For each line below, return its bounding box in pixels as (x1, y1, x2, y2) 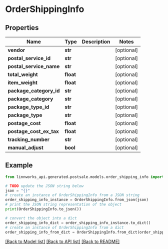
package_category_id (7, 87, 60, 94)
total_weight (7, 71, 38, 78)
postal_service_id (7, 55, 51, 61)
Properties (5, 23, 39, 32)
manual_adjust (7, 144, 43, 151)
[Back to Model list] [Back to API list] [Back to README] (5, 238, 120, 244)
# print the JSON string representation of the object (5, 202, 122, 207)
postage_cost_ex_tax (7, 128, 59, 134)
